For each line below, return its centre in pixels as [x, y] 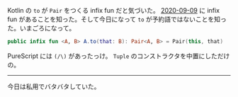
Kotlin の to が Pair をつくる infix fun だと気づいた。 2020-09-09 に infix [114, 10]
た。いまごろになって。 [41, 28]
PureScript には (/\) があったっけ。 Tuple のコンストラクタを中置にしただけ [119, 56]
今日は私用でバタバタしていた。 [54, 86]
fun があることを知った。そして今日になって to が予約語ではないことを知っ [117, 19]
